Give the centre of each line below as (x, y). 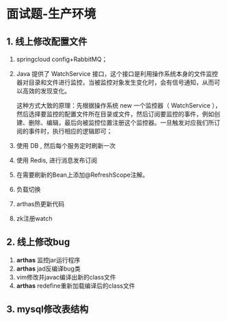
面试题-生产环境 (51, 14)
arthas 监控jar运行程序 (48, 260)
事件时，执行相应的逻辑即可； (70, 131)
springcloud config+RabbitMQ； (62, 59)
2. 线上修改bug (38, 242)
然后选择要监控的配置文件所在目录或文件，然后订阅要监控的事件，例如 (115, 114)
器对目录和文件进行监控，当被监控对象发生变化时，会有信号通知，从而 (115, 82)
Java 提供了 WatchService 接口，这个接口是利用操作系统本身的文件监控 (117, 74)
